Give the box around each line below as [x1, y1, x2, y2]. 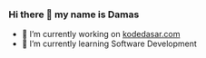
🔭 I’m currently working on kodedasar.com [21, 29, 181, 40]
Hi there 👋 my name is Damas [8, 8, 140, 21]
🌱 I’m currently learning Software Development [21, 38, 197, 49]
